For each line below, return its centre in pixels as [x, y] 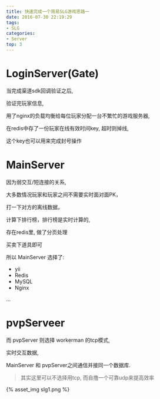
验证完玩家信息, [25, 103]
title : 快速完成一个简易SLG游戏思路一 [48, 11]
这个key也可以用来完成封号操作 [44, 141]
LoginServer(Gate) [52, 74]
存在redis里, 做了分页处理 [37, 232]
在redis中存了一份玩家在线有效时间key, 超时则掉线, [68, 128]
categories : [21, 34]
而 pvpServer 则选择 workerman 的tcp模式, [58, 340]
